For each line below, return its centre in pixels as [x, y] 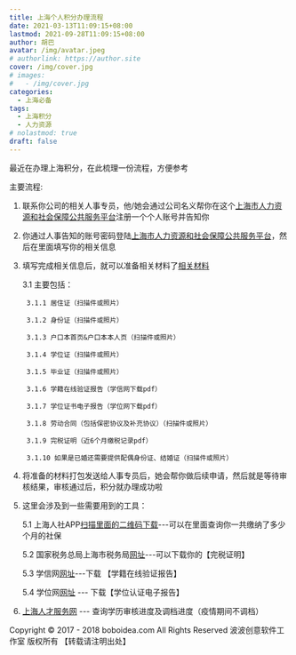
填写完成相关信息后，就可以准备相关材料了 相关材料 [116, 265]
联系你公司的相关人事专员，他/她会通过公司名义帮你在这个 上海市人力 [148, 205]
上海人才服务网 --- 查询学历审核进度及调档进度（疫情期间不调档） [143, 611]
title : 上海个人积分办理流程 [56, 17]
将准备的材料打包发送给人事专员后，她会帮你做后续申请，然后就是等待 [151, 475]
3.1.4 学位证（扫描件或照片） [75, 355]
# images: [28, 76]
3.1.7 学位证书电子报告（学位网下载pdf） [94, 406]
